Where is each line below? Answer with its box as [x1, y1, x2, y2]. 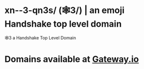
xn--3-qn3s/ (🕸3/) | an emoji [4, 5, 125, 16]
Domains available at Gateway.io [4, 54, 139, 65]
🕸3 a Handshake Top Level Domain [4, 34, 76, 40]
